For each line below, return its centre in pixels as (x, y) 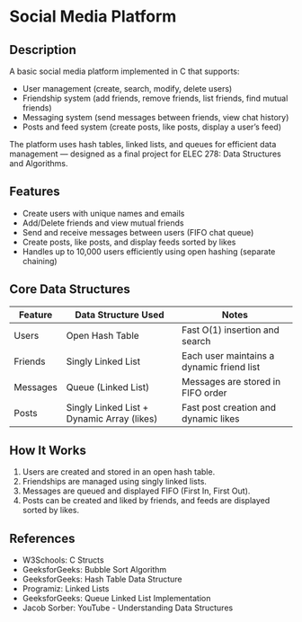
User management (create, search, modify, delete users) (127, 89)
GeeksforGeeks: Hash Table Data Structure (102, 579)
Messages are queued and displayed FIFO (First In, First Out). (136, 491)
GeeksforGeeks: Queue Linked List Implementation (116, 599)
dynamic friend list (221, 367)
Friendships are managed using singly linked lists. (114, 482)
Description (43, 50)
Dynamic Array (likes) (112, 418)
